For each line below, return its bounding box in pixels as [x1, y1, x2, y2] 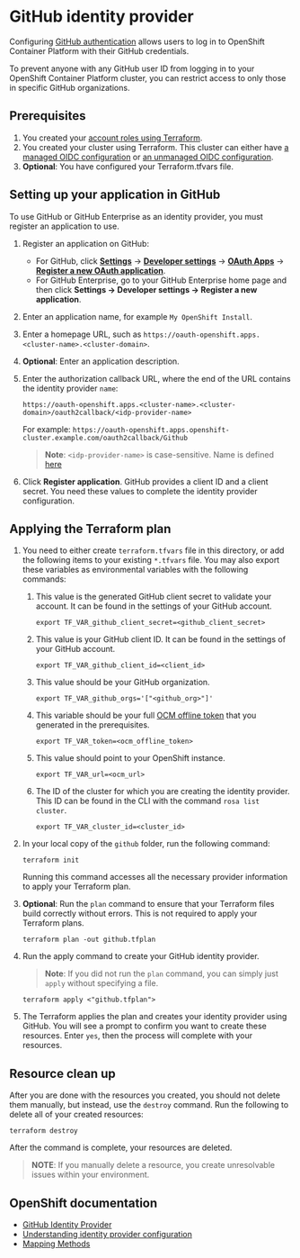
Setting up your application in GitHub [9, 187, 221, 203]
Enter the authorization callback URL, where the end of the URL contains [22, 373, 291, 384]
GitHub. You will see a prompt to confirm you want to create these [22, 1020, 267, 1032]
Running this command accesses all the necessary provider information [22, 872, 288, 882]
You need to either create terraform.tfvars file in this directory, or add [22, 545, 285, 556]
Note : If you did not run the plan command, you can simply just [44, 968, 278, 979]
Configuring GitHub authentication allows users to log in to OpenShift [9, 36, 265, 47]
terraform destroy [9, 1127, 78, 1136]
